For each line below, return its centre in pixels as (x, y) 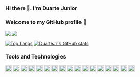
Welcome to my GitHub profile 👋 (46, 22)
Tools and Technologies (36, 57)
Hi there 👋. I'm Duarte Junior (41, 8)
